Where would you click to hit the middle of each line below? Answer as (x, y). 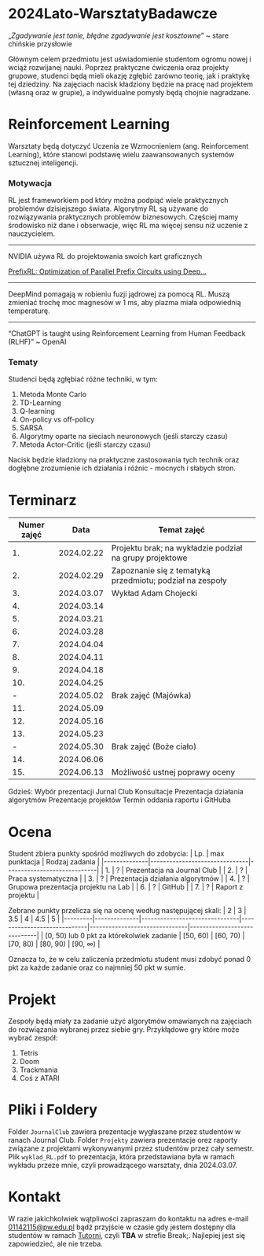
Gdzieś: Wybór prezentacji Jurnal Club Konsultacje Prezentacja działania (126, 792)
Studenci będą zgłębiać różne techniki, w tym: (83, 379)
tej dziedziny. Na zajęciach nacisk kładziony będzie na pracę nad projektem (131, 84)
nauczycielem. (31, 234)
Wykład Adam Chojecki (154, 593)
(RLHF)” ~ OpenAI (37, 342)
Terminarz (42, 500)
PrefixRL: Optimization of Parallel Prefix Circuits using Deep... (107, 271)
